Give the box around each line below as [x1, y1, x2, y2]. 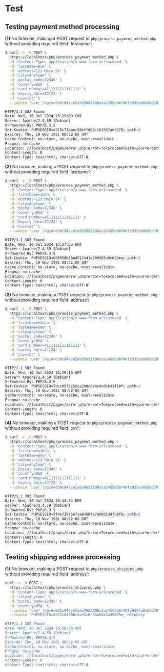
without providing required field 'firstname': [5, 41, 93, 47]
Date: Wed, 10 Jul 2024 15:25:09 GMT [5, 114, 82, 119]
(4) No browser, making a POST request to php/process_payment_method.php [5, 420, 158, 426]
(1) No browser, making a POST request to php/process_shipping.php [5, 566, 143, 572]
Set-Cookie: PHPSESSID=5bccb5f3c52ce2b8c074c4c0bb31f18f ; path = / [5, 384, 141, 389]
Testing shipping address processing [5, 553, 121, 561]
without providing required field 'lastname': [5, 169, 92, 175]
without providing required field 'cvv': [5, 425, 81, 431]
